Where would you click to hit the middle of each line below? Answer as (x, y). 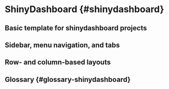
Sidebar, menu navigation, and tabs (62, 45)
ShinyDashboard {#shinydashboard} (84, 9)
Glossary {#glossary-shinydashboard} (68, 79)
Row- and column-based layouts (58, 62)
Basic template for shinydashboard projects (76, 28)
